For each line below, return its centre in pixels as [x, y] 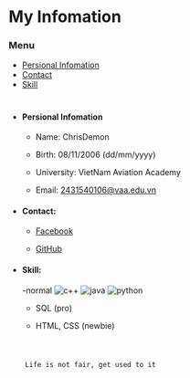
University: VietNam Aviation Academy [108, 173]
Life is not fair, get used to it [90, 364]
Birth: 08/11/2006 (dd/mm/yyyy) [95, 155]
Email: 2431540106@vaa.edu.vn [96, 190]
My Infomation [65, 17]
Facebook [54, 231]
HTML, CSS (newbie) [75, 325]
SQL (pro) [54, 308]
